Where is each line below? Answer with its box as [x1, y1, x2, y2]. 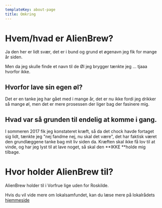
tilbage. [5, 149, 20, 155]
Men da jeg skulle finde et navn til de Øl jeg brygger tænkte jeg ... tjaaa [5, 64, 147, 69]
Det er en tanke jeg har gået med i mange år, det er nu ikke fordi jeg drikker [5, 96, 156, 102]
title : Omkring [5, 12, 36, 17]
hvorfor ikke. [5, 69, 31, 75]
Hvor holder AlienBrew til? [5, 166, 114, 178]
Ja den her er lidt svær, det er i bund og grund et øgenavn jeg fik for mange [5, 49, 157, 55]
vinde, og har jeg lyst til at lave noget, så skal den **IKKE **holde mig [5, 144, 146, 150]
